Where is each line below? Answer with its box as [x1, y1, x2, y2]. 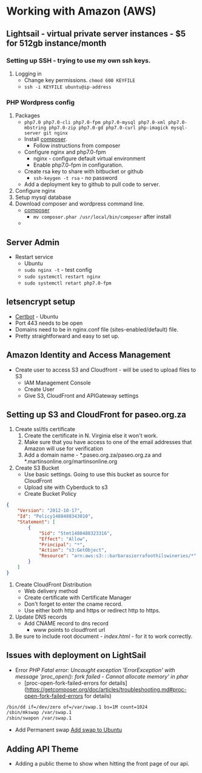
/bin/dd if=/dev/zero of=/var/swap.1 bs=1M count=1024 [6, 704, 148, 710]
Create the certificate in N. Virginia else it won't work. [24, 432, 158, 439]
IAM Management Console [24, 379, 91, 386]
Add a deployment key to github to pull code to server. [24, 181, 160, 188]
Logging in [15, 70, 42, 77]
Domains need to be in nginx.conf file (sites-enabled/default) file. [15, 325, 179, 333]
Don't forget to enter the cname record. [24, 600, 123, 608]
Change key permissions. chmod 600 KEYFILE [24, 76, 135, 83]
